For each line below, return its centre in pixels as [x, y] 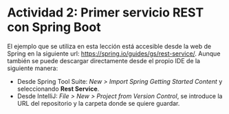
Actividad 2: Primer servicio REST [106, 13]
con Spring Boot [54, 27]
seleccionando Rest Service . [58, 89]
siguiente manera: [33, 68]
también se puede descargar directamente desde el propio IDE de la [104, 60]
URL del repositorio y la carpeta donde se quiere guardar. [98, 103]
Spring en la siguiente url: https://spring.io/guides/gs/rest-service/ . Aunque [114, 54]
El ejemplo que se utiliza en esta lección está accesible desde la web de [109, 46]
